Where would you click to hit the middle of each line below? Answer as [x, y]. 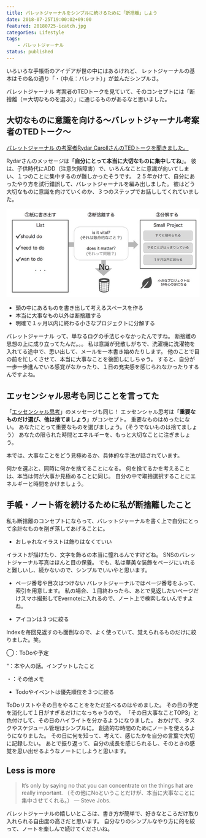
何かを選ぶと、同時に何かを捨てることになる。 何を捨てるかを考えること [98, 468]
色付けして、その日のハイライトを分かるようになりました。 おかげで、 [95, 720]
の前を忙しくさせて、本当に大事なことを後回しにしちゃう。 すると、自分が [101, 359]
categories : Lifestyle [35, 33]
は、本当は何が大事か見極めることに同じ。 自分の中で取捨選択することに [98, 476]
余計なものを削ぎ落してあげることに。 [60, 528]
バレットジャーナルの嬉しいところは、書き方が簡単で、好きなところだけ [97, 813]
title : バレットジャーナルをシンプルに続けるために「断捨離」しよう [82, 13]
